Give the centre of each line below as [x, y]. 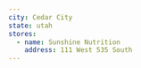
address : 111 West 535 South [79, 50]
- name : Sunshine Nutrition [69, 42]
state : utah [30, 26]
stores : [23, 34]
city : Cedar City [41, 17]
